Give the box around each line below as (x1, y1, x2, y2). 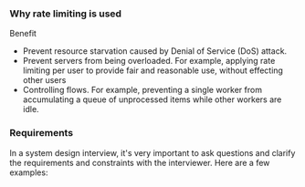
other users (22, 75, 67, 86)
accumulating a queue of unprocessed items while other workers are (22, 94, 282, 105)
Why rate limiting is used (9, 7, 121, 20)
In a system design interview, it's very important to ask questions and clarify (9, 147, 296, 158)
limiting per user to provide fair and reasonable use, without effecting (22, 65, 283, 76)
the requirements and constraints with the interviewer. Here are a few (9, 157, 270, 168)
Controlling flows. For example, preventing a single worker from (22, 85, 263, 96)
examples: (9, 167, 48, 178)
